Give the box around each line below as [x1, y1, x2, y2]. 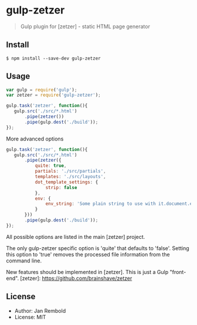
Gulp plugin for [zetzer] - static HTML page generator [20, 23, 151, 30]
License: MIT [14, 313, 46, 320]
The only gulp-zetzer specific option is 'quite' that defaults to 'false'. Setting [6, 244, 189, 252]
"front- [169, 268, 186, 275]
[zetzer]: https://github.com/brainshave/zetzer [20, 275, 133, 282]
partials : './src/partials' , [35, 168, 107, 175]
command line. [6, 257, 42, 264]
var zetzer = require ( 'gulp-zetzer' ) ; [6, 92, 101, 98]
